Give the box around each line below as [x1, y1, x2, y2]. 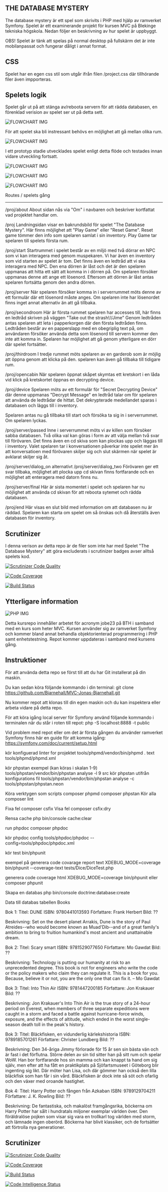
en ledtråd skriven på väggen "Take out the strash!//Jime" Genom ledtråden [5, 315, 161, 321]
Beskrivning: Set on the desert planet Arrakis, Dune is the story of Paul [5, 918, 151, 924]
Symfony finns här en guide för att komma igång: [5, 734, 106, 741]
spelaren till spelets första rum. [5, 238, 69, 244]
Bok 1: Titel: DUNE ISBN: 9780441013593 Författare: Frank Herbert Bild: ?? [5, 909, 158, 915]
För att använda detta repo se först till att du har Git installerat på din [5, 669, 146, 675]
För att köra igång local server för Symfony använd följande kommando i [5, 714, 154, 720]
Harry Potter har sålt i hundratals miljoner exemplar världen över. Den [5, 1108, 148, 1114]
